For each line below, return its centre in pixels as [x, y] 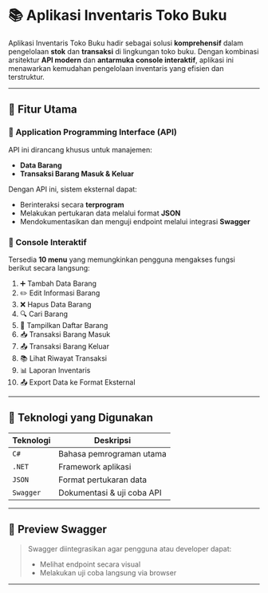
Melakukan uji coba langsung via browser [108, 572]
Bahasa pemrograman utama [113, 453]
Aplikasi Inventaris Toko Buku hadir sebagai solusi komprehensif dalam [126, 43]
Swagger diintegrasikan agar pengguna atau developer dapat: [130, 548]
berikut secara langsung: [49, 267]
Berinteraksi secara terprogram [72, 204]
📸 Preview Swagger [58, 530]
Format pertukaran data [103, 480]
